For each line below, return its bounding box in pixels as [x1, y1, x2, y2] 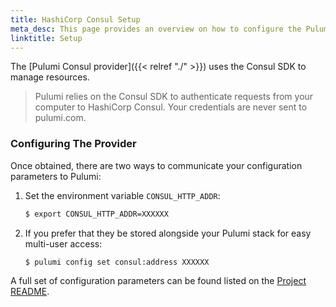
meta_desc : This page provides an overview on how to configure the [10, 24, 302, 34]
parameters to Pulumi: [10, 170, 102, 182]
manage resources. [10, 71, 90, 83]
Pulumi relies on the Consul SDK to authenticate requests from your [34, 91, 314, 103]
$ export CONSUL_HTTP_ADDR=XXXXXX [24, 209, 169, 219]
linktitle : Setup [10, 33, 83, 43]
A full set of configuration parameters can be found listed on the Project [10, 275, 307, 287]
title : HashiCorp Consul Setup [10, 14, 141, 25]
